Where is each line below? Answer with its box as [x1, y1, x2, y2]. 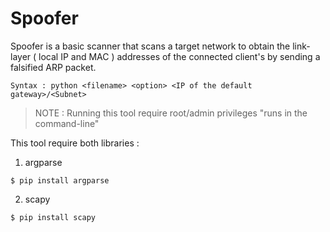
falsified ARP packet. [10, 61, 97, 73]
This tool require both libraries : [10, 137, 140, 149]
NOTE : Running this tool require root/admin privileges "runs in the [34, 107, 308, 119]
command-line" [34, 117, 100, 129]
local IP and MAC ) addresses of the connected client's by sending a [38, 50, 321, 62]
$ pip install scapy [10, 212, 97, 222]
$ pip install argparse [10, 175, 110, 186]
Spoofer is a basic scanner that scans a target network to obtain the [10, 40, 291, 52]
